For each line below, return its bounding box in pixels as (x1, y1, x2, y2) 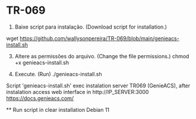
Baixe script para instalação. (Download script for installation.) (14, 23, 167, 30)
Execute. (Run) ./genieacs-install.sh (14, 70, 102, 77)
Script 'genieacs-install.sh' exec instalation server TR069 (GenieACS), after (6, 82, 191, 89)
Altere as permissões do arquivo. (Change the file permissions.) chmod (14, 52, 189, 59)
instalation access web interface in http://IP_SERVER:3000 (6, 88, 149, 95)
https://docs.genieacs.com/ (6, 95, 74, 102)
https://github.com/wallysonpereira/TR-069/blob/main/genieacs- (20, 35, 179, 42)
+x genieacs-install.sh (14, 59, 69, 66)
